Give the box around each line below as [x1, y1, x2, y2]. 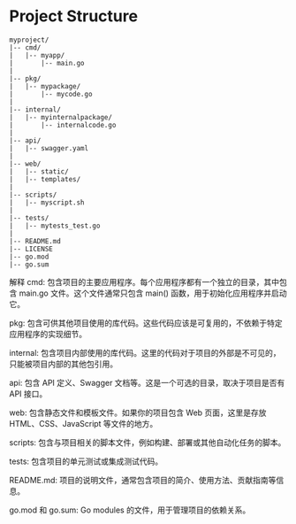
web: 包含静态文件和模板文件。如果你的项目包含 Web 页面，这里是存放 [9, 407, 267, 418]
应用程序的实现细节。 [9, 328, 87, 339]
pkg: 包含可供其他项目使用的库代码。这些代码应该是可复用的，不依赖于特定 [9, 317, 283, 328]
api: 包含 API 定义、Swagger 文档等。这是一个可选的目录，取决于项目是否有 [9, 377, 285, 388]
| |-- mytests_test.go [9, 221, 101, 230]
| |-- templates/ [9, 174, 81, 183]
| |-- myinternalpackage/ [9, 112, 113, 121]
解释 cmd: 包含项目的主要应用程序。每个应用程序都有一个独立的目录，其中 [9, 276, 280, 287]
